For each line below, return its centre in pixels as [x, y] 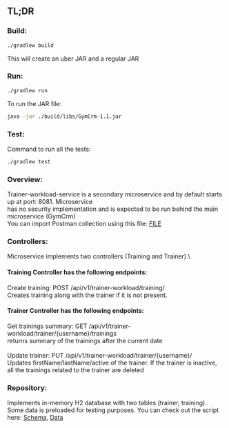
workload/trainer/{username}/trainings [62, 333]
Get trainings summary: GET [47, 326]
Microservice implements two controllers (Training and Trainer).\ [99, 256]
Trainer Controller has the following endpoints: [76, 311]
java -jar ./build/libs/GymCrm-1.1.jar [64, 116]
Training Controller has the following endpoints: [77, 272]
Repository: [27, 387]
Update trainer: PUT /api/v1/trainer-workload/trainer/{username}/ [100, 355]
